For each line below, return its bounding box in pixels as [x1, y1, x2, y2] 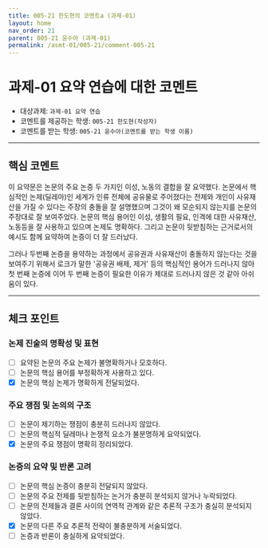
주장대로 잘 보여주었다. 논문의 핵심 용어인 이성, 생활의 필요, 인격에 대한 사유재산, [8, 212, 257, 221]
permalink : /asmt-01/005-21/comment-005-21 [8, 42, 156, 50]
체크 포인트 [8, 312, 60, 326]
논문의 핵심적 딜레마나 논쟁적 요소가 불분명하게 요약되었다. [19, 429, 202, 439]
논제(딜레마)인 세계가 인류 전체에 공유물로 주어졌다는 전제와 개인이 [29, 192, 235, 201]
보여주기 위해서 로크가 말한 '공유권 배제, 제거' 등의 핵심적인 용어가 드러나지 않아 [8, 259, 255, 268]
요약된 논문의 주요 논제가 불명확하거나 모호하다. [19, 357, 167, 367]
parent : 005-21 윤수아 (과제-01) [8, 34, 112, 42]
